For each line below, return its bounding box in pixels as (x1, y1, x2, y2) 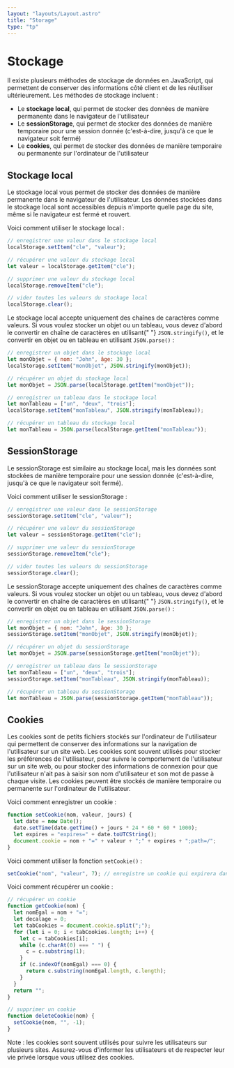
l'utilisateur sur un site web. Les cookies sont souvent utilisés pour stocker (7, 748, 221, 756)
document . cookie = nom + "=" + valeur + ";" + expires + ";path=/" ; (13, 837, 217, 845)
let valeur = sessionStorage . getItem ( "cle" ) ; (7, 531, 141, 538)
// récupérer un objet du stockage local (7, 375, 130, 382)
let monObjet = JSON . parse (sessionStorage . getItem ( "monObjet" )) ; (7, 650, 201, 657)
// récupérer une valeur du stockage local (7, 256, 136, 263)
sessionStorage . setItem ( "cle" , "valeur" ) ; (7, 512, 132, 519)
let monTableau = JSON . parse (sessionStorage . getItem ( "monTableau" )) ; (7, 695, 214, 702)
